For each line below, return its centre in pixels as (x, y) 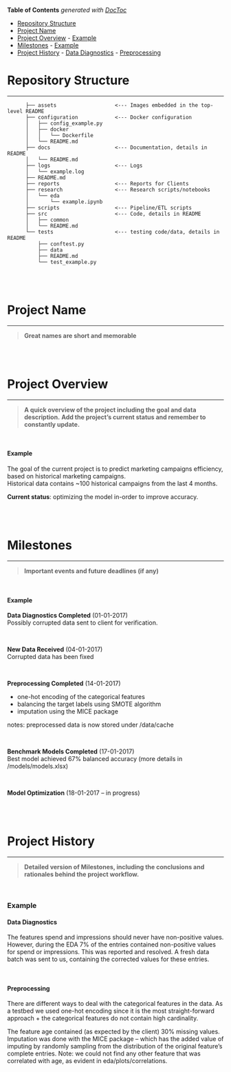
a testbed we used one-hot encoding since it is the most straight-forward (111, 1011)
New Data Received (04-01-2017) (55, 649)
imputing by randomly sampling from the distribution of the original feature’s (115, 1046)
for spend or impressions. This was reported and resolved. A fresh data (108, 952)
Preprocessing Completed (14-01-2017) (64, 684)
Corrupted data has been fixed (51, 657)
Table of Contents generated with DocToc (67, 10)
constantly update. (52, 424)
